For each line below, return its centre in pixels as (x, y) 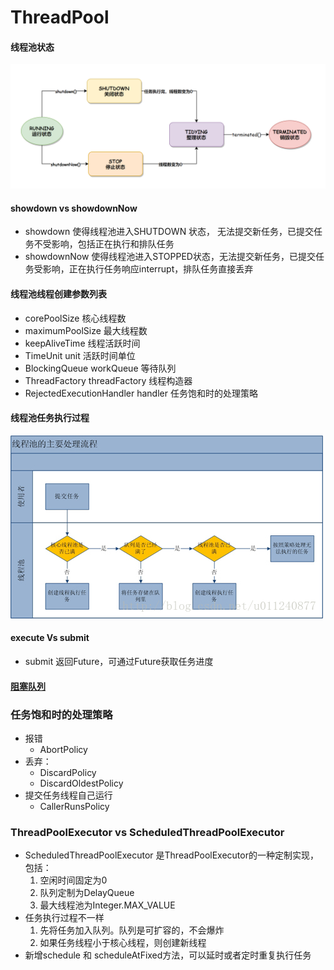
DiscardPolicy (68, 772)
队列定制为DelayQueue (87, 893)
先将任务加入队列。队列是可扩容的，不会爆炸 (132, 930)
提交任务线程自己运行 (68, 795)
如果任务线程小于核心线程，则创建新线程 (123, 943)
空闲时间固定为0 (73, 880)
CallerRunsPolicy (74, 806)
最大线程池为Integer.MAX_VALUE (107, 905)
